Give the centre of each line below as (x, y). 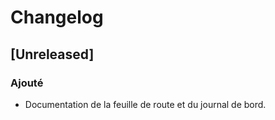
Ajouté (27, 83)
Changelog (57, 17)
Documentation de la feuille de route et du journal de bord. (145, 104)
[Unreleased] (52, 54)
